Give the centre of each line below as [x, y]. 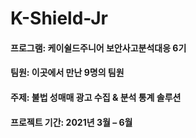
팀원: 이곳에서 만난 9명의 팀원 [67, 73]
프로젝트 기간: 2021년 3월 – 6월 [71, 122]
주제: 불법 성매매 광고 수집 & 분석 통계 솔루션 [96, 97]
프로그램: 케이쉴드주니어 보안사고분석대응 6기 [98, 48]
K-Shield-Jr [59, 18]
